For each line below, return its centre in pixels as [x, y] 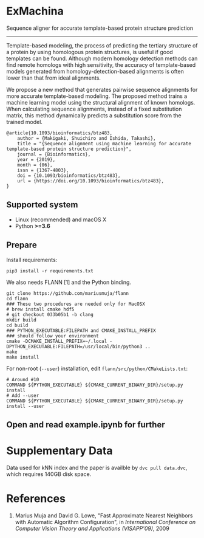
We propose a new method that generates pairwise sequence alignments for [102, 89]
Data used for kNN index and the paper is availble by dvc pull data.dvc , [97, 467]
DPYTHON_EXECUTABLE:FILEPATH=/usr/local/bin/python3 [74, 347]
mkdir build [21, 320]
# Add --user [23, 395]
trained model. [24, 122]
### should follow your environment [53, 336]
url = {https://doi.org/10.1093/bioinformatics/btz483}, [91, 181]
